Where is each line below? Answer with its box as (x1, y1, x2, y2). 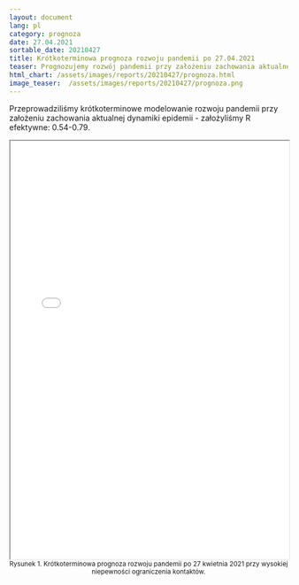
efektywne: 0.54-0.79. (9, 121, 90, 133)
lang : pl (9, 21, 42, 30)
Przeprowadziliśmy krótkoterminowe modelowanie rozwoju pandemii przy (9, 103, 279, 113)
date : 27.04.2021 (9, 37, 73, 47)
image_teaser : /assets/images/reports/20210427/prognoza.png (9, 79, 243, 88)
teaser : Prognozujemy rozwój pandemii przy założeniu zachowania (9, 63, 255, 72)
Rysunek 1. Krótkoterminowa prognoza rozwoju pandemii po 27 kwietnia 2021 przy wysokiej (9, 559, 288, 568)
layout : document (9, 12, 73, 22)
